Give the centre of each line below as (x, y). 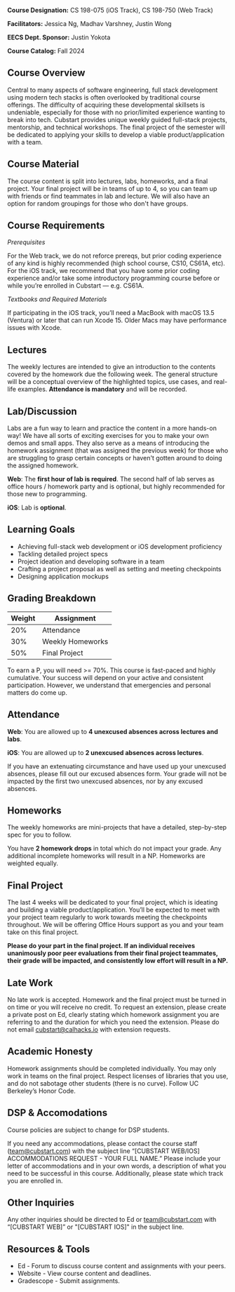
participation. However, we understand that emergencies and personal (109, 685)
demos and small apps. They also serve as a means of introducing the (108, 443)
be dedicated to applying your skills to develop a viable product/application (116, 134)
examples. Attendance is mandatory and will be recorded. (102, 389)
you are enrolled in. (35, 1180)
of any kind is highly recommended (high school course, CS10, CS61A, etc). (116, 263)
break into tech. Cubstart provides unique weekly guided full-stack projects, (117, 119)
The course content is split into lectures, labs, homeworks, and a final (108, 181)
